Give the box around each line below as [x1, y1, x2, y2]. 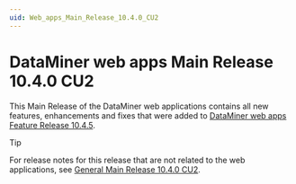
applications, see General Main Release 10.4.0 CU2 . [9, 163, 201, 175]
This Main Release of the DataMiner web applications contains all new [9, 101, 269, 111]
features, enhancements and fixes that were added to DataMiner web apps [9, 110, 287, 121]
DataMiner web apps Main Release [9, 51, 274, 72]
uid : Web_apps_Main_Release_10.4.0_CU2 [9, 13, 159, 22]
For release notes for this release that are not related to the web [9, 154, 246, 165]
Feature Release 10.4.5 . [9, 119, 96, 130]
